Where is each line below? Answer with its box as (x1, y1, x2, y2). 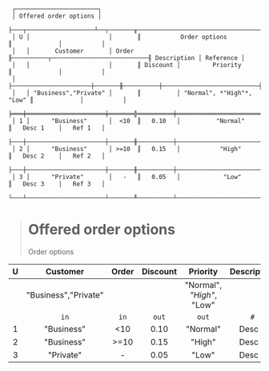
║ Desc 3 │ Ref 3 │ (8, 180, 106, 188)
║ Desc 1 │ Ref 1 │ (8, 124, 106, 132)
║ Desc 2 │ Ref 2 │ (8, 152, 106, 160)
